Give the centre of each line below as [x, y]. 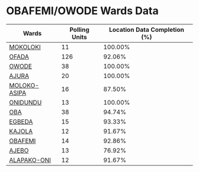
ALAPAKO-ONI [30, 160]
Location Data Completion [147, 30]
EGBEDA [21, 121]
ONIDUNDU [25, 102]
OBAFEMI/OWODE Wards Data [82, 11]
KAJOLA [21, 131]
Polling [80, 30]
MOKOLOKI [25, 47]
